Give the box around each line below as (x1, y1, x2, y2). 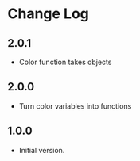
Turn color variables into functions (18, 101, 132, 111)
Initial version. (18, 145, 65, 155)
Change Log (7, 5, 89, 23)
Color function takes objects (18, 57, 112, 67)
